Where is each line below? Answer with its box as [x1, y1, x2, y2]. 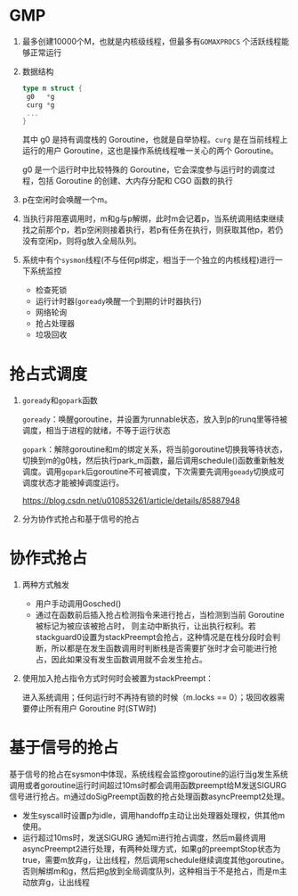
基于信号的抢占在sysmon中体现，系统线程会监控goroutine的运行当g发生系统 [9, 769, 289, 780]
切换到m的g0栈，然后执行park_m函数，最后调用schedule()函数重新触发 [21, 456, 285, 466]
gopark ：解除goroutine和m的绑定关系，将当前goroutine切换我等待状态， [21, 444, 287, 455]
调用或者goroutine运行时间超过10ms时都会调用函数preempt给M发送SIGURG [9, 780, 287, 791]
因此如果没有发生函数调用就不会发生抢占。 [51, 654, 207, 665]
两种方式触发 [21, 580, 69, 590]
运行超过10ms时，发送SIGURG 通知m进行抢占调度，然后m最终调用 [21, 833, 267, 843]
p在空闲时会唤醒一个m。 [21, 194, 113, 205]
